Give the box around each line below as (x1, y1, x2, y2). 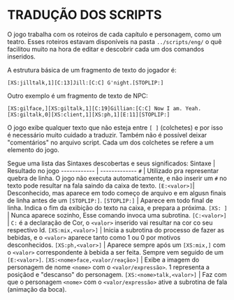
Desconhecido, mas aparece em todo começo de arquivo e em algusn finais (7, 188, 226, 197)
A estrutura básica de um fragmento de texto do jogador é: (7, 66, 177, 74)
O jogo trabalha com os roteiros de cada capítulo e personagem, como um (7, 30, 221, 38)
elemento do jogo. (7, 145, 59, 153)
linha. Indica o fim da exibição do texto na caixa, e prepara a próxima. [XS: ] (7, 203, 228, 212)
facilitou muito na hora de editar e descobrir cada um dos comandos (7, 45, 205, 53)
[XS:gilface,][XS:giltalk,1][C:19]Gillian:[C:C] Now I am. (7, 105, 183, 112)
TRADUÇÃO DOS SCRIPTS (7, 7, 162, 23)
